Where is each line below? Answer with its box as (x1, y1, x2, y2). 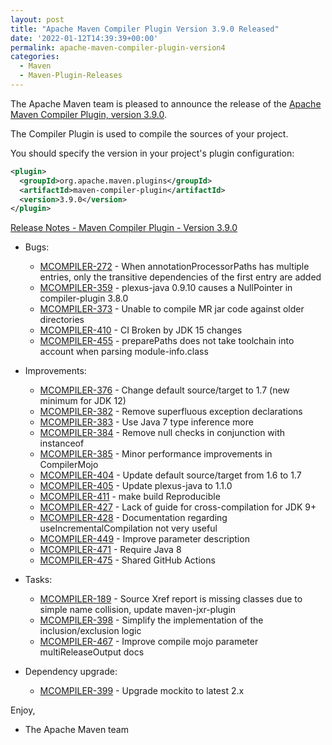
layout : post (10, 14, 65, 25)
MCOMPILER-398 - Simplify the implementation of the (39, 614, 264, 626)
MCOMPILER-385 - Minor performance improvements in (39, 448, 273, 460)
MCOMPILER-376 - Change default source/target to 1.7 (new (39, 384, 290, 396)
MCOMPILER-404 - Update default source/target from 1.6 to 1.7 (39, 469, 302, 481)
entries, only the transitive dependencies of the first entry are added (39, 271, 322, 283)
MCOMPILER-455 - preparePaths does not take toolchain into (39, 335, 295, 347)
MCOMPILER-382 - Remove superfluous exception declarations (39, 406, 303, 418)
